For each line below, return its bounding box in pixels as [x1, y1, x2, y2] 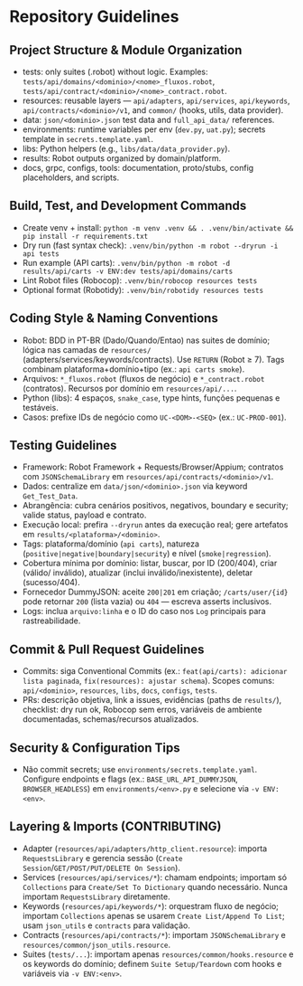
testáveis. [22, 402, 59, 412]
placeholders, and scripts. [22, 172, 120, 183]
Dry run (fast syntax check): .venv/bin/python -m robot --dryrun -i [22, 240, 279, 251]
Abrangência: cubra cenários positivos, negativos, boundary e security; [22, 500, 289, 511]
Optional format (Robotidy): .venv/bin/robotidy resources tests [22, 284, 264, 295]
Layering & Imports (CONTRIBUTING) [9, 819, 222, 834]
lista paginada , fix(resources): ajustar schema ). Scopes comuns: [22, 676, 275, 687]
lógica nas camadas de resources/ [22, 344, 151, 355]
